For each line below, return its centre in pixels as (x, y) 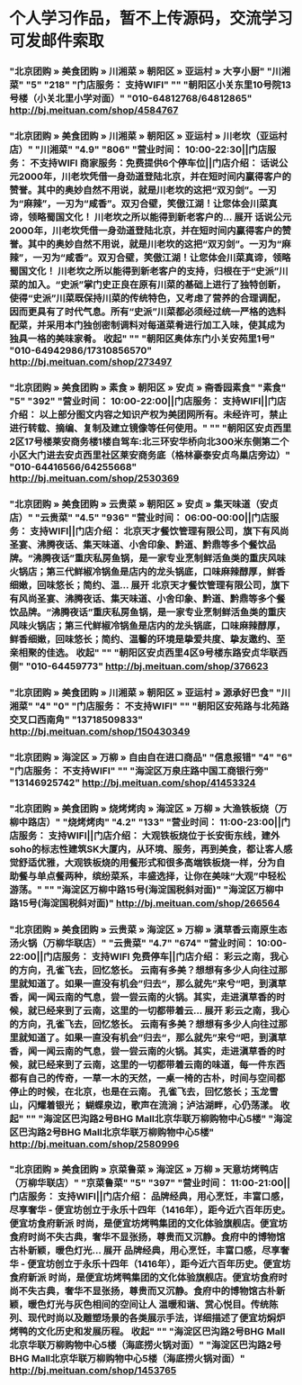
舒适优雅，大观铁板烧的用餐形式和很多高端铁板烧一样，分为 (147, 863)
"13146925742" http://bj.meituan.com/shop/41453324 (133, 783)
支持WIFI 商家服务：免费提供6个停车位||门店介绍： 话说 (159, 163)
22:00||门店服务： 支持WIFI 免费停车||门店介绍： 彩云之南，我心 (149, 956)
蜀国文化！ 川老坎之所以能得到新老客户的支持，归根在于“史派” (144, 271)
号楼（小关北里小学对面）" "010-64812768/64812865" (131, 98)
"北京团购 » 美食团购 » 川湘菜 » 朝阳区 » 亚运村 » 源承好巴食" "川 (150, 692)
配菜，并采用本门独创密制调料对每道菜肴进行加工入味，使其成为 (147, 325)
